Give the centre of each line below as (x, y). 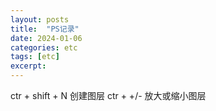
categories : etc (44, 47)
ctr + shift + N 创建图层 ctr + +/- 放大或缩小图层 (108, 95)
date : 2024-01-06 (46, 38)
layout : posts (40, 19)
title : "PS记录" (45, 29)
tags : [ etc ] (35, 57)
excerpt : (28, 66)
